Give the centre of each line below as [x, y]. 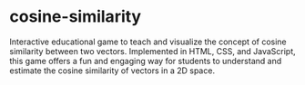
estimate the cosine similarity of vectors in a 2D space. [112, 71]
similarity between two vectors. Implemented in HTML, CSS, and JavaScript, [152, 51]
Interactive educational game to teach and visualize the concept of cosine [148, 42]
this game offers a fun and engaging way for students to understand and [146, 61]
